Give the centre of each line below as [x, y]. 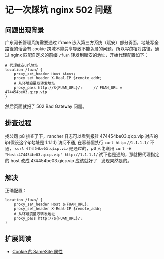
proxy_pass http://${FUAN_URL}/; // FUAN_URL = [68, 88]
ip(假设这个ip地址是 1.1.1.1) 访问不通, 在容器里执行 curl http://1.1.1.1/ [77, 142]
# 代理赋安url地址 [22, 65]
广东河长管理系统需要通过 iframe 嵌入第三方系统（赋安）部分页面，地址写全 [82, 43]
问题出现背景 [25, 30]
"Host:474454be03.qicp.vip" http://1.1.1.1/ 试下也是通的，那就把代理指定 [82, 154]
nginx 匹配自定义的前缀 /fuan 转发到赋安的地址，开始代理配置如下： [80, 55]
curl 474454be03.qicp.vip [41, 148]
